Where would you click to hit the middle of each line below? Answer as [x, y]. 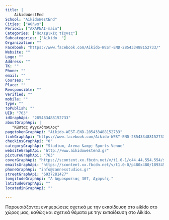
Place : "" [16, 85]
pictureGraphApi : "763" [30, 155]
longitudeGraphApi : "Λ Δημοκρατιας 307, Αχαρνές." [59, 179]
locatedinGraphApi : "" [29, 188]
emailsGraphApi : [22, 164]
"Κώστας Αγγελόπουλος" [35, 127]
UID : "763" [17, 113]
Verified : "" [19, 94]
